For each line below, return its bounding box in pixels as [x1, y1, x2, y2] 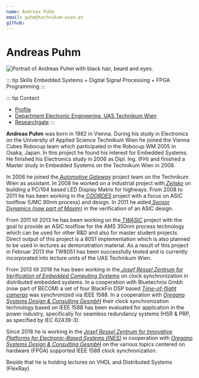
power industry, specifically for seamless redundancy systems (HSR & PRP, [6, 310, 191, 317]
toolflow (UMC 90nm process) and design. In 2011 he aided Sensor [6, 199, 170, 206]
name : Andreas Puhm [6, 8, 55, 15]
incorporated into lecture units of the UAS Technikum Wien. [6, 254, 152, 262]
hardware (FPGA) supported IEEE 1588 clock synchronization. [6, 347, 157, 354]
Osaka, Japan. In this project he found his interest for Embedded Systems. [6, 149, 188, 157]
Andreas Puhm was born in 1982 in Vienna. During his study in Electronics [6, 130, 189, 138]
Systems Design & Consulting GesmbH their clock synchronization [6, 298, 169, 305]
